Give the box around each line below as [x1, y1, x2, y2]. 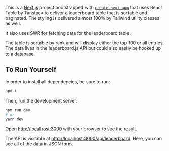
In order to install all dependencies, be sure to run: [5, 78, 110, 85]
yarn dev [5, 117, 24, 122]
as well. [5, 20, 21, 26]
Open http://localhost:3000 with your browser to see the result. [5, 126, 138, 132]
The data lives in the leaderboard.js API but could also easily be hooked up [5, 45, 161, 51]
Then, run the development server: [5, 97, 78, 104]
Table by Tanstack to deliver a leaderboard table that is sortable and [5, 10, 148, 16]
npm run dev [5, 107, 30, 113]
